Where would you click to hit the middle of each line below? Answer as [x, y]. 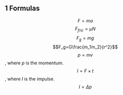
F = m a [85, 20]
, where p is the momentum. [34, 63]
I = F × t [85, 71]
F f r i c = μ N [85, 29]
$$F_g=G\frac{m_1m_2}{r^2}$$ [85, 47]
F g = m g [85, 39]
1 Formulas [22, 8]
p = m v [85, 55]
